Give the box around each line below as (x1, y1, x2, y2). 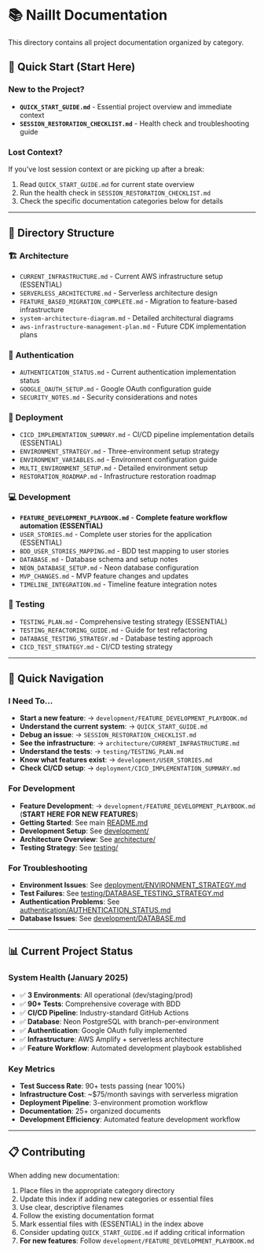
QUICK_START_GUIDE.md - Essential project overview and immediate (19, 101, 233, 111)
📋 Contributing (8, 1145, 86, 1159)
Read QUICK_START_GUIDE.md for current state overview (19, 179, 195, 189)
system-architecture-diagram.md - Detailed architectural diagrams (19, 313, 234, 322)
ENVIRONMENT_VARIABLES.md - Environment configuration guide (19, 455, 218, 465)
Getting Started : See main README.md (19, 818, 148, 827)
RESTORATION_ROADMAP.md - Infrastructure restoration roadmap (19, 472, 217, 481)
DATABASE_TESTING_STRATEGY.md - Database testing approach (19, 634, 214, 643)
